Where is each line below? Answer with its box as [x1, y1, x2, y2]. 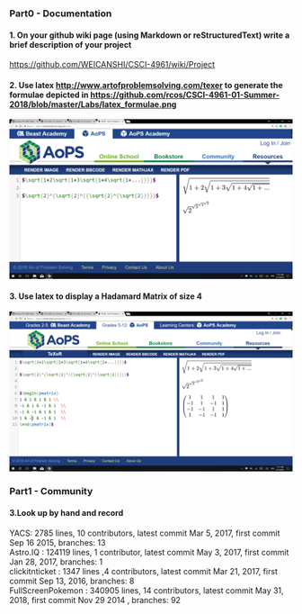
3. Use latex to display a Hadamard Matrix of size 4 [9, 291, 202, 302]
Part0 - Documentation [9, 7, 112, 20]
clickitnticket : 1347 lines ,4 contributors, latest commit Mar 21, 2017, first [9, 565, 279, 576]
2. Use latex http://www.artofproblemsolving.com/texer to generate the [9, 79, 283, 90]
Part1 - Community [9, 485, 93, 498]
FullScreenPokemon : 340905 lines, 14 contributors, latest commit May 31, [9, 584, 285, 596]
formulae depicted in [9, 89, 89, 100]
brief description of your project [9, 39, 132, 50]
